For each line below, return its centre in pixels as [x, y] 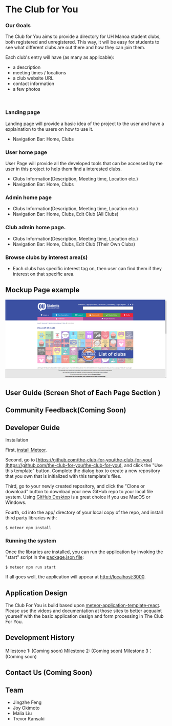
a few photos [27, 89]
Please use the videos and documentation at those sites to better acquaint [84, 611]
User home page [26, 152]
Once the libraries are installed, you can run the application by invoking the [84, 552]
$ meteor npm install [28, 528]
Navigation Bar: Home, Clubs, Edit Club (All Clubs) [66, 214]
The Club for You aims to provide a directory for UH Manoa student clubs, [83, 36]
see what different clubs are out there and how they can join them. [76, 48]
